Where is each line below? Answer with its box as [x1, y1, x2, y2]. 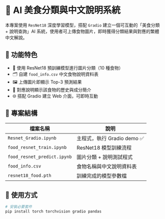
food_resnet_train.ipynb [7, 144, 67, 150]
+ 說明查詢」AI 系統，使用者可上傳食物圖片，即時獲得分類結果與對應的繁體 [5, 28, 159, 34]
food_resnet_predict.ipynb [7, 153, 72, 159]
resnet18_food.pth [7, 172, 51, 178]
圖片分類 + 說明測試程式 [76, 153, 133, 160]
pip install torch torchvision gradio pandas [5, 209, 101, 214]
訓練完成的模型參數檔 [76, 172, 127, 179]
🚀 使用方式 [5, 190, 37, 199]
